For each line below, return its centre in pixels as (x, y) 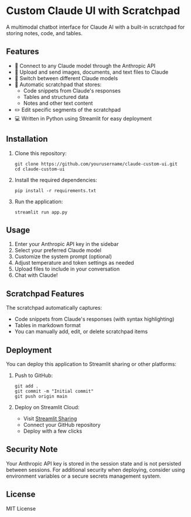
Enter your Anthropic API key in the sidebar (66, 244)
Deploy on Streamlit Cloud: (47, 407)
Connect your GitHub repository (62, 425)
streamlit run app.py (41, 212)
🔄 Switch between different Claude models (66, 78)
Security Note (32, 449)
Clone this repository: (40, 153)
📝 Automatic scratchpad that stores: (58, 84)
